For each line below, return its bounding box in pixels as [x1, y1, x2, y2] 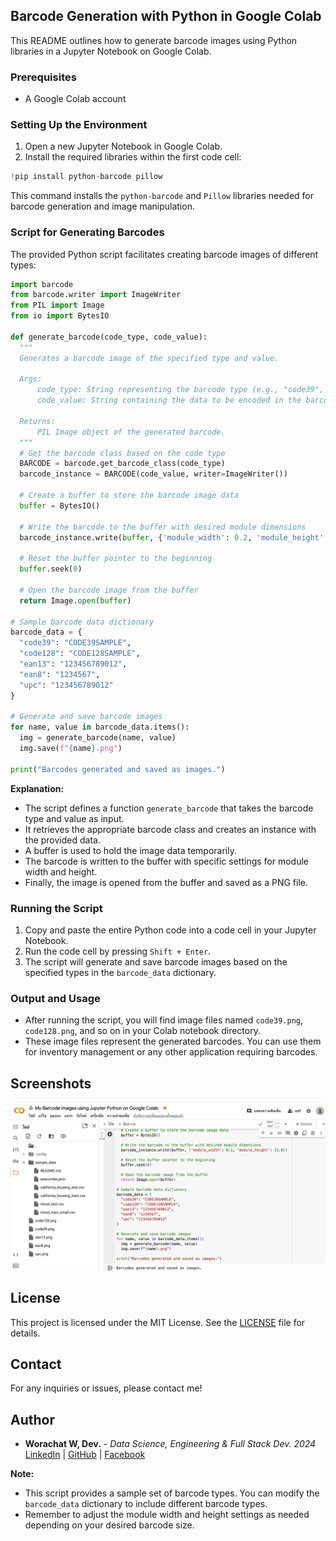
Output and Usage [10, 991, 101, 1005]
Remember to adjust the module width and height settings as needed [24, 1509, 310, 1521]
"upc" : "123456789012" [19, 680, 114, 690]
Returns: [19, 416, 56, 426]
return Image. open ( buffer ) [19, 595, 132, 606]
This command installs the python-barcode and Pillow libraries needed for [10, 190, 315, 202]
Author [10, 1411, 55, 1428]
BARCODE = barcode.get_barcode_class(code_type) [19, 459, 226, 469]
